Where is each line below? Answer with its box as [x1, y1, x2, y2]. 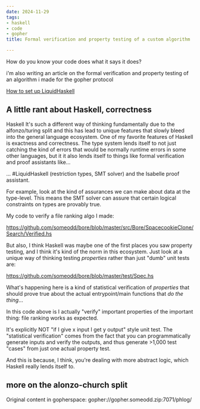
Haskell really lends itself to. [6, 362, 76, 370]
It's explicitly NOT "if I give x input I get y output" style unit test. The [6, 326, 173, 333]
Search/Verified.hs [6, 230, 52, 237]
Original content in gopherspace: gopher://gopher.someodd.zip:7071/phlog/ [6, 396, 192, 403]
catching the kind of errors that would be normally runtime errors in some [6, 145, 186, 153]
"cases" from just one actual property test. [6, 345, 111, 352]
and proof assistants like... [6, 159, 71, 166]
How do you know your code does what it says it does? [6, 58, 142, 65]
